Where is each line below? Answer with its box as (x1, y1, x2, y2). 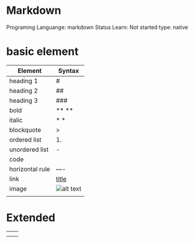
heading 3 (9, 96, 38, 104)
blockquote (9, 125, 42, 134)
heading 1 (9, 77, 38, 85)
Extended (6, 211, 55, 225)
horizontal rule (9, 165, 50, 173)
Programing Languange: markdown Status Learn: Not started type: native (6, 24, 189, 31)
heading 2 (9, 86, 38, 95)
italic (9, 116, 23, 124)
